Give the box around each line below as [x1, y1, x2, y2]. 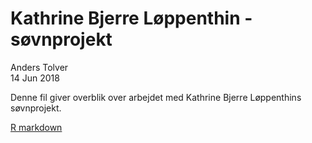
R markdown [10, 121, 63, 133]
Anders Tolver [10, 61, 69, 73]
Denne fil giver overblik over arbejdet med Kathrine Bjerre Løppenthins [10, 91, 302, 103]
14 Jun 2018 [10, 72, 60, 84]
